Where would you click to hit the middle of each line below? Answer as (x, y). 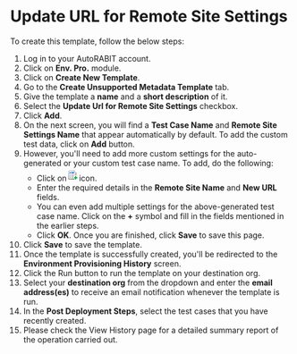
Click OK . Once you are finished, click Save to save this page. (150, 235)
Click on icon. (67, 178)
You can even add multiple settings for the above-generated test (156, 206)
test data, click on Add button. (79, 144)
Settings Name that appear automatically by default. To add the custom (156, 134)
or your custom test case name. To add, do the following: (168, 163)
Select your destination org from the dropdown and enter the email (148, 282)
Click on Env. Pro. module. (72, 68)
